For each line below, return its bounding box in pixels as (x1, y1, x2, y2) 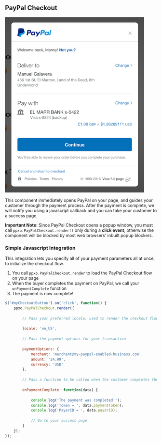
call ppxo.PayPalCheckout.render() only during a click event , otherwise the (5, 227, 154, 233)
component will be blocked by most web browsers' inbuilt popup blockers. (5, 232, 153, 238)
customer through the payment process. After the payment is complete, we (5, 202, 154, 208)
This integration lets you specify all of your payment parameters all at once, (5, 255, 155, 261)
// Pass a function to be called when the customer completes (22, 378, 150, 382)
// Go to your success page (30, 418, 88, 423)
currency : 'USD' (30, 362, 64, 367)
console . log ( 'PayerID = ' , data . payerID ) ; (30, 408, 118, 413)
